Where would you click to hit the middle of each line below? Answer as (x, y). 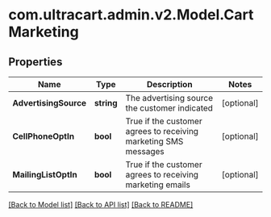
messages (145, 151)
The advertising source (169, 98)
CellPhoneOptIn (44, 136)
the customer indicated (169, 108)
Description (169, 84)
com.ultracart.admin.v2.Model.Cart (131, 15)
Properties (35, 62)
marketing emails (158, 185)
